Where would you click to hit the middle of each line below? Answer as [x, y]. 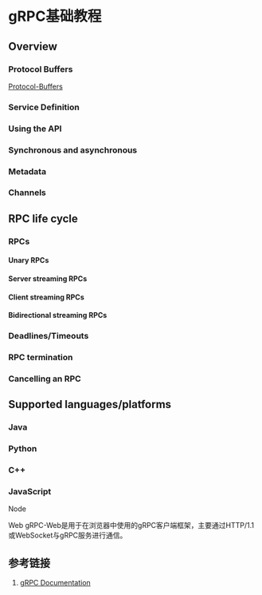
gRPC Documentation [55, 583]
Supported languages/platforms [90, 405]
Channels [27, 192]
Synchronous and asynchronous [73, 150]
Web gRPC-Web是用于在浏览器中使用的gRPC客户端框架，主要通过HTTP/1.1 [131, 526]
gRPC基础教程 [55, 16]
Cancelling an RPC [45, 379]
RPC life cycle [43, 218]
